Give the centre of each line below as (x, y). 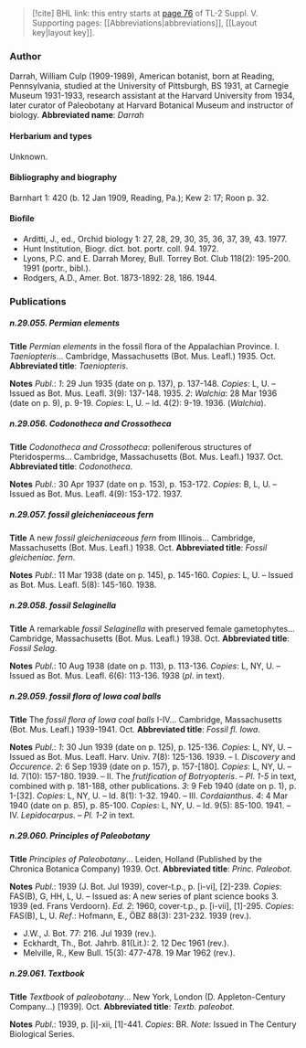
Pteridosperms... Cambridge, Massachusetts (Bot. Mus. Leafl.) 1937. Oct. (146, 456)
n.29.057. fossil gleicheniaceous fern (82, 515)
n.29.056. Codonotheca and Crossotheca (90, 423)
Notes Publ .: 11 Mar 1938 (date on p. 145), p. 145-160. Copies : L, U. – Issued (152, 574)
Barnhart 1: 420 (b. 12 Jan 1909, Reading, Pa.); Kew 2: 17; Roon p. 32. (139, 198)
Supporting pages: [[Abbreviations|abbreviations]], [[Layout (144, 23)
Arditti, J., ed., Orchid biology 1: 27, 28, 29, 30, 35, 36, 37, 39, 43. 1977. (155, 239)
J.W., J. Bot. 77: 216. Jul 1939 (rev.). (90, 933)
